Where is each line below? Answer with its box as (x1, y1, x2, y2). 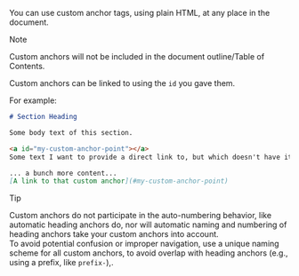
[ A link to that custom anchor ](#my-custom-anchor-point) (9, 177, 229, 185)
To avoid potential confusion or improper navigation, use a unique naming (9, 239, 279, 249)
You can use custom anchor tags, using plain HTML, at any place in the (9, 8, 271, 18)
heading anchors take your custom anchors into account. (9, 229, 220, 240)
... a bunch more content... (9, 169, 117, 177)
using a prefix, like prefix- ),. (9, 257, 114, 268)
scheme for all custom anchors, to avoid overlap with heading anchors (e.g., (9, 248, 288, 258)
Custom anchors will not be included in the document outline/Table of (9, 51, 265, 61)
